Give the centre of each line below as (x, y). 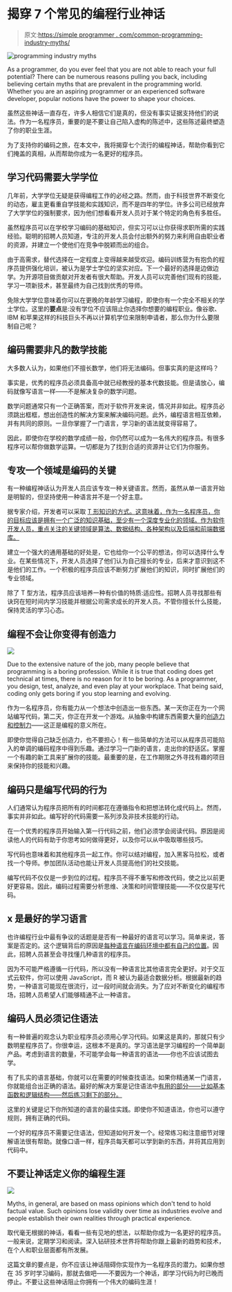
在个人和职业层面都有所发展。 (49, 1250)
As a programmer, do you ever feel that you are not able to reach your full (112, 69)
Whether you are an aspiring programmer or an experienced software (106, 91)
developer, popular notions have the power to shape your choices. (101, 98)
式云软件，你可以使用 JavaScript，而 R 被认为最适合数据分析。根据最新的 (112, 977)
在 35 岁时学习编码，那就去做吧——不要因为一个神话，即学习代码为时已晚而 (115, 1273)
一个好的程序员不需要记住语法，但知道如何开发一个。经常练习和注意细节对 (113, 1132)
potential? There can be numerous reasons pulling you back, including (107, 76)
